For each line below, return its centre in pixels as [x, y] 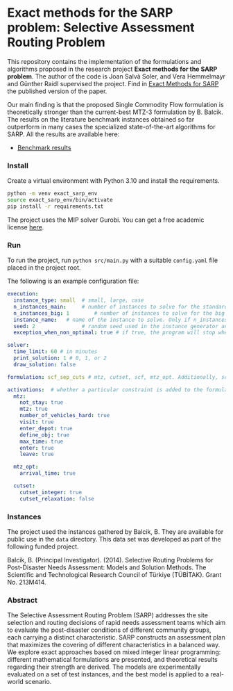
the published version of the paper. [57, 91]
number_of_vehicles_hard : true [65, 416]
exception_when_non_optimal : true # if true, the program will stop [114, 333]
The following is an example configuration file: [73, 281]
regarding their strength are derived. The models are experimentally [104, 667]
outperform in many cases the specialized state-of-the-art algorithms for [111, 127]
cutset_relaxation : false [57, 498]
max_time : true [42, 441]
